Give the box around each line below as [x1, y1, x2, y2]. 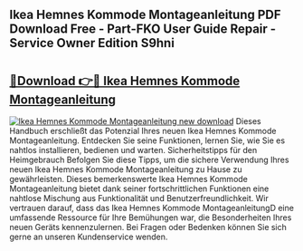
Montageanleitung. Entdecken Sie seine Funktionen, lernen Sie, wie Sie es [9, 135, 286, 146]
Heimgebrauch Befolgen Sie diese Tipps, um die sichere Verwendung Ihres [9, 154, 289, 165]
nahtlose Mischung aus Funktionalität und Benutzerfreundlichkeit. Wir [9, 193, 270, 203]
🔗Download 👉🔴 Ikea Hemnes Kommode [9, 72, 241, 89]
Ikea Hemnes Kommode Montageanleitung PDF [9, 7, 282, 23]
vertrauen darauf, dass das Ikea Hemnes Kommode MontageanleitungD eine [9, 203, 294, 213]
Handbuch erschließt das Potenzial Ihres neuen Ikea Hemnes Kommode [9, 126, 277, 136]
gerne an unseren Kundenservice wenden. [9, 231, 168, 242]
